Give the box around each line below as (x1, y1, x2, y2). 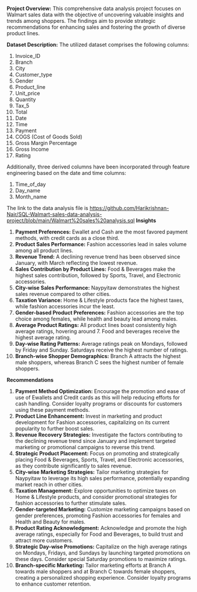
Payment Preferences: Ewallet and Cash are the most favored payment (15, 228, 188, 235)
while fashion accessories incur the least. (15, 303, 116, 309)
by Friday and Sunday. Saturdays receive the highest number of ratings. (15, 346, 189, 353)
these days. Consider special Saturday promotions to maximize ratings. (15, 556, 187, 562)
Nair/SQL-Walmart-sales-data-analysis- (6, 211, 102, 218)
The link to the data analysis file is (6, 205, 88, 211)
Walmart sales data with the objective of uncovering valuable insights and (6, 11, 184, 18)
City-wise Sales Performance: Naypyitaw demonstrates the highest (15, 284, 180, 291)
